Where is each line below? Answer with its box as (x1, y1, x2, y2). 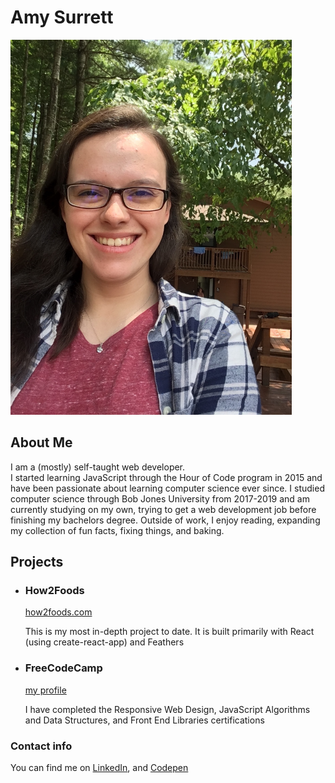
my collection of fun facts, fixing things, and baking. (10, 524, 225, 536)
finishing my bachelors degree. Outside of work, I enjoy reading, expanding (10, 514, 321, 526)
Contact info (10, 739, 73, 753)
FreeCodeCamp (24, 661, 103, 675)
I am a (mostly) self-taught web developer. (10, 461, 186, 473)
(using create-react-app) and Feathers (24, 636, 185, 648)
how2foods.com (24, 606, 93, 618)
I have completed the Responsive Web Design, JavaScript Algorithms (24, 703, 311, 715)
